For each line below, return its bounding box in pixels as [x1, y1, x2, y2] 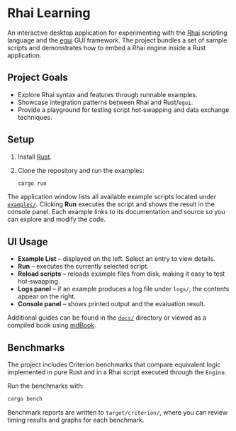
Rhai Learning [7, 5, 91, 21]
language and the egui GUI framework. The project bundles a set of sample [7, 35, 227, 44]
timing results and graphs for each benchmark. [7, 415, 145, 424]
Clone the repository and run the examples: [17, 166, 145, 174]
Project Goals [7, 72, 69, 84]
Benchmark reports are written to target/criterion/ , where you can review [7, 408, 228, 416]
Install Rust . [17, 152, 52, 161]
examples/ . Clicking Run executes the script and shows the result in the [7, 200, 215, 208]
